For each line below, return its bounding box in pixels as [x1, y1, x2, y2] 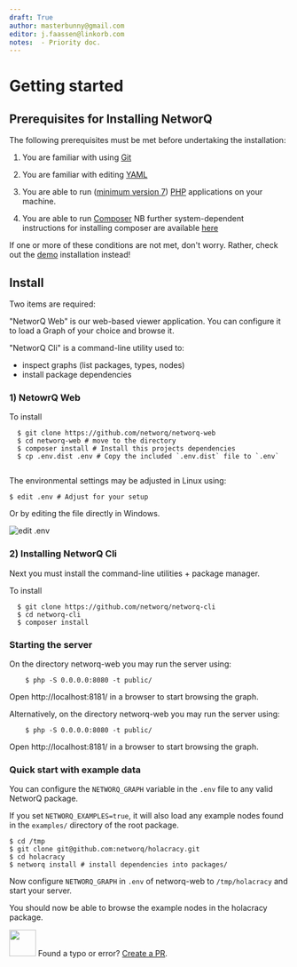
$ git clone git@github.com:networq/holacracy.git [9, 845, 200, 854]
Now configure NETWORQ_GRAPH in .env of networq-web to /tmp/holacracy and [9, 876, 288, 887]
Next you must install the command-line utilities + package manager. [9, 568, 260, 579]
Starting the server [9, 638, 93, 651]
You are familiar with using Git [21, 152, 132, 163]
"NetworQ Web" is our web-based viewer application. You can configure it [9, 316, 281, 327]
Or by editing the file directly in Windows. [9, 508, 160, 519]
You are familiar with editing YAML [21, 170, 148, 180]
